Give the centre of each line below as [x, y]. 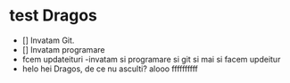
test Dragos [54, 16]
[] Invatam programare [63, 49]
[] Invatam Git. [48, 40]
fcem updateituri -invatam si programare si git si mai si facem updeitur [151, 59]
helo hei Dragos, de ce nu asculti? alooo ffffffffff [110, 69]
